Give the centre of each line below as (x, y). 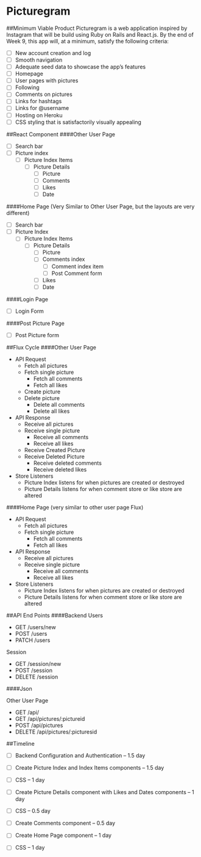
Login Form (30, 311)
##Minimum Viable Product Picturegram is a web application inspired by (97, 28)
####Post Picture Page (36, 323)
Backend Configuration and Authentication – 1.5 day (80, 755)
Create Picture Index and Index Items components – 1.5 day (90, 767)
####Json (19, 688)
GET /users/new (35, 627)
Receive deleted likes (60, 469)
